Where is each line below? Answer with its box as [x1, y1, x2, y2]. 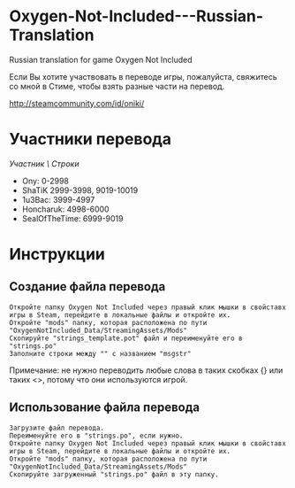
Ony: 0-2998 [21, 175, 69, 186]
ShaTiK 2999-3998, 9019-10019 [21, 184, 139, 196]
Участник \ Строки [9, 158, 79, 169]
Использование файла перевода [9, 400, 200, 415]
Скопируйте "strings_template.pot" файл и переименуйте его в [9, 334, 243, 343]
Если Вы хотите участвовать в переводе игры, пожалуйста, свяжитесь [9, 71, 277, 81]
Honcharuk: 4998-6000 [21, 204, 110, 214]
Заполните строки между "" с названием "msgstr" [9, 349, 192, 358]
